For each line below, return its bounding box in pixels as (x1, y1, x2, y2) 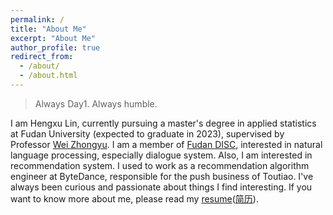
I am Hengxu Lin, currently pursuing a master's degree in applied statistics (10, 117, 317, 129)
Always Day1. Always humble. (34, 97, 158, 110)
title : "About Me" (10, 24, 87, 34)
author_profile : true (10, 42, 101, 53)
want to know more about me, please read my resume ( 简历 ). (10, 192, 259, 205)
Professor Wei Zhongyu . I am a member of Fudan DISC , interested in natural (10, 138, 323, 150)
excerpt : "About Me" (10, 33, 97, 43)
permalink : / (10, 14, 65, 25)
